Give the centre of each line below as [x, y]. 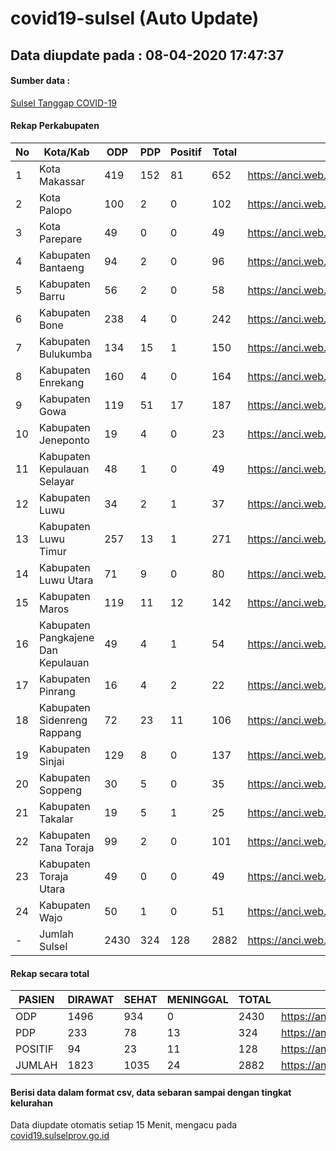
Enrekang [62, 382]
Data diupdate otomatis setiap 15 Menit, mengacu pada [124, 1125]
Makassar [62, 181]
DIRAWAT [91, 1000]
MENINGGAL [197, 1000]
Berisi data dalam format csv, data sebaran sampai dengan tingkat [151, 1092]
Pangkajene [67, 637]
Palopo [56, 210]
